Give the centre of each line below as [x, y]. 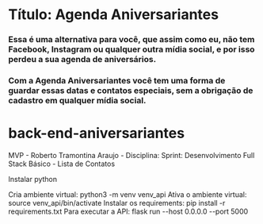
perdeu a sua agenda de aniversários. [82, 60]
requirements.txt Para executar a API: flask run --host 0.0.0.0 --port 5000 [128, 211]
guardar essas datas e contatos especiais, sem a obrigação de [131, 91]
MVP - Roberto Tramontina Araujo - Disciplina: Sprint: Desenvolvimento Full [131, 155]
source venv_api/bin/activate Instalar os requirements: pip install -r [117, 203]
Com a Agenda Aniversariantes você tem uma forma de [117, 81]
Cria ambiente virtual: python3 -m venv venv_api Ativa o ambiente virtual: [128, 194]
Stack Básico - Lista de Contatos [62, 164]
